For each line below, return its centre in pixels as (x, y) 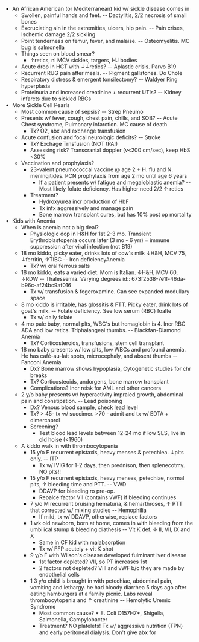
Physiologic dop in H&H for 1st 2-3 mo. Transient (90, 234)
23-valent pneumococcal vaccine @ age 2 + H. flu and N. (102, 169)
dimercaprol (45, 420)
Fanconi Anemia (41, 362)
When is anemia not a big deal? (60, 227)
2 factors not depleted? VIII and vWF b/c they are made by (112, 568)
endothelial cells (59, 575)
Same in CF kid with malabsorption (82, 542)
